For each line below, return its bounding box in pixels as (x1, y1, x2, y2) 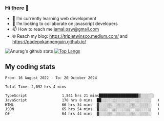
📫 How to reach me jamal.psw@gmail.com (12, 26, 99, 32)
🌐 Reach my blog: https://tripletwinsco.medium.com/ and (12, 33, 128, 39)
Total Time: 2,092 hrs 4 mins (5, 84, 67, 89)
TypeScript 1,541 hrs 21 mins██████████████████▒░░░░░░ (5, 93, 154, 98)
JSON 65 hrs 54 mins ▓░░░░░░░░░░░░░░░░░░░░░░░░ (5, 107, 152, 112)
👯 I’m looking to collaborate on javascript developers (12, 21, 118, 26)
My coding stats (5, 62, 55, 71)
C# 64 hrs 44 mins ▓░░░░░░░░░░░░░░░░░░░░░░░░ (5, 111, 152, 117)
